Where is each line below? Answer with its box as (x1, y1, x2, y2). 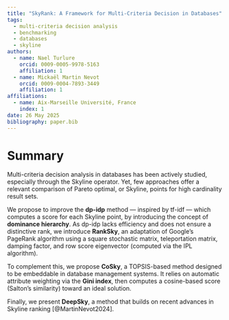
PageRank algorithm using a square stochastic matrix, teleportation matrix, (7, 234, 218, 243)
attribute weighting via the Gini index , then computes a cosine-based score (7, 277, 221, 285)
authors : (7, 49, 32, 56)
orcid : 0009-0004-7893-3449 (19, 80, 99, 87)
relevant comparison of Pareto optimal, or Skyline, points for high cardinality (7, 185, 222, 193)
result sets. (7, 193, 39, 201)
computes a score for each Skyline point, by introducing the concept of (7, 213, 209, 221)
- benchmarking (13, 29, 57, 36)
